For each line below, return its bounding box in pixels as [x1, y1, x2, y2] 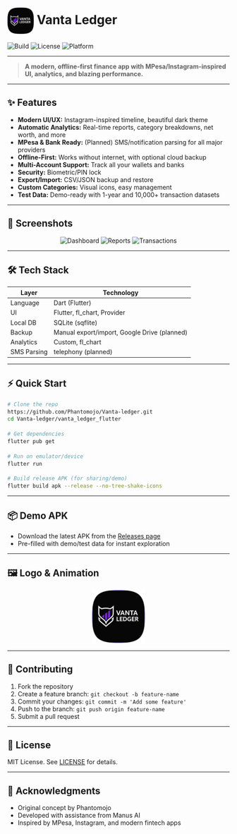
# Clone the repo [7, 401, 59, 408]
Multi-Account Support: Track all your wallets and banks [17, 160, 185, 169]
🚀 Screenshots [7, 217, 73, 229]
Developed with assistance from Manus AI [17, 811, 141, 820]
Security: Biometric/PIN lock [17, 168, 102, 176]
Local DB [10, 318, 37, 327]
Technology [102, 288, 139, 296]
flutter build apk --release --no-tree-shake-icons [7, 483, 162, 490]
